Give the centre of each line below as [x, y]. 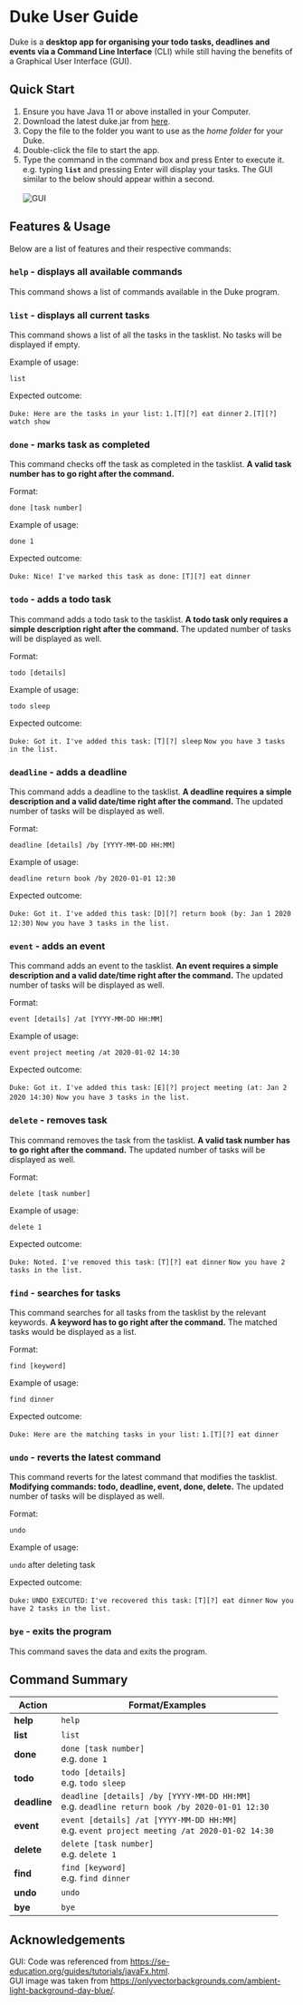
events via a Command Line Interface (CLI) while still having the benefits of [151, 51]
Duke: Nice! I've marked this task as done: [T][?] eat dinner [130, 577]
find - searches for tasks [65, 1292]
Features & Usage [60, 227]
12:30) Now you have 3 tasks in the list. [90, 924]
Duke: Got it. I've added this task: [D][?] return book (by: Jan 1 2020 [150, 914]
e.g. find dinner [96, 1878]
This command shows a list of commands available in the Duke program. [145, 291]
